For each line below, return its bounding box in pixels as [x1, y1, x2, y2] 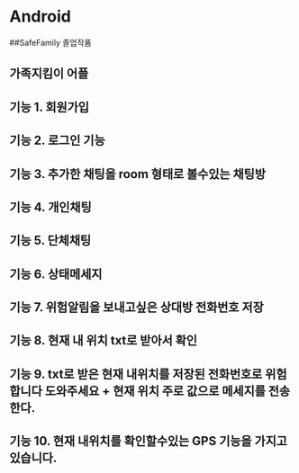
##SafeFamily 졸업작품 [9, 37, 92, 48]
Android [9, 6, 72, 27]
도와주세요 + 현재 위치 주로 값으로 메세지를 [44, 383, 266, 398]
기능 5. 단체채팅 [9, 233, 92, 248]
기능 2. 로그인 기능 [9, 133, 105, 148]
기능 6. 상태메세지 [9, 266, 103, 281]
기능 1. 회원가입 [9, 99, 90, 114]
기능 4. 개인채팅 [9, 200, 92, 215]
